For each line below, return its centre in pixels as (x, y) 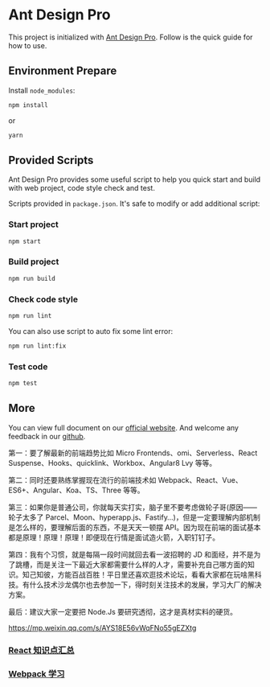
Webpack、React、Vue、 (200, 479)
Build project (34, 261)
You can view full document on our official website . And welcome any (124, 427)
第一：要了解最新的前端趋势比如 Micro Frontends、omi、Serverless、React (133, 453)
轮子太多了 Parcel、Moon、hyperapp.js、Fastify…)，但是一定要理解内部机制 (135, 517)
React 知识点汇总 (41, 650)
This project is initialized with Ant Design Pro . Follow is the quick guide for (131, 37)
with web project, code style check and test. (82, 188)
